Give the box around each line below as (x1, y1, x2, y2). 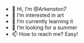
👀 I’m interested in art (11, 12, 64, 19)
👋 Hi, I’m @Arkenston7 (11, 6, 67, 12)
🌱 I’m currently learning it (11, 18, 73, 24)
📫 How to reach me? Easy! (11, 31, 79, 37)
